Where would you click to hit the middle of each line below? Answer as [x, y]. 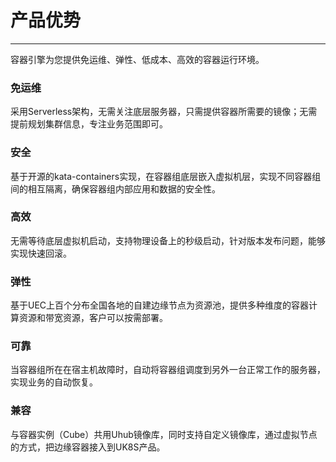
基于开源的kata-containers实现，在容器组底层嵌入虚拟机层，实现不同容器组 [166, 176]
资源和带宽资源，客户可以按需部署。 [93, 318]
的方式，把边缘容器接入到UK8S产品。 [88, 447]
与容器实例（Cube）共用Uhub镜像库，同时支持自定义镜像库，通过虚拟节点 [164, 434]
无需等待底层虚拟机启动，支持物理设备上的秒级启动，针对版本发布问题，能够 [168, 240]
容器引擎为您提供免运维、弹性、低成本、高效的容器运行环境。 [137, 59]
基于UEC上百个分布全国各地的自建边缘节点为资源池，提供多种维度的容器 [160, 305]
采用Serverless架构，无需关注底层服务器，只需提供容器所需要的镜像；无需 [164, 112]
